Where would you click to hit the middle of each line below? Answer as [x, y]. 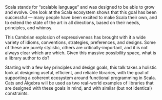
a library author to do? [27, 58]
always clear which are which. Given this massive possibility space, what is [81, 53]
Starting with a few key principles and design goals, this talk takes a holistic [81, 67]
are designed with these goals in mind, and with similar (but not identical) [79, 88]
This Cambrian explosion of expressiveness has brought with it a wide [75, 37]
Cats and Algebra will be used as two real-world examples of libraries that [79, 83]
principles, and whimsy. [29, 28]
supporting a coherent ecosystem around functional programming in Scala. [81, 78]
